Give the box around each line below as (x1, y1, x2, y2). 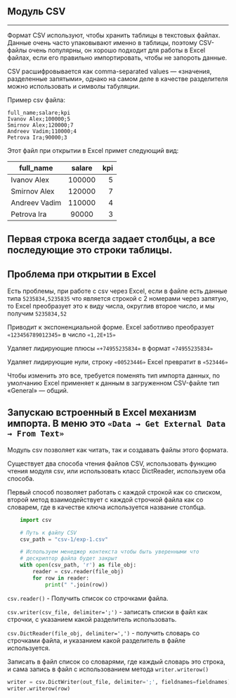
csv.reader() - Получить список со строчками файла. (7, 594, 169, 602)
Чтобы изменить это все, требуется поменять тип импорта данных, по (7, 371, 220, 380)
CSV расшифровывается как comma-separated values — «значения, (7, 67, 212, 75)
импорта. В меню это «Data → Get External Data (7, 418, 226, 430)
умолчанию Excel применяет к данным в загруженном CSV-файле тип (7, 379, 220, 387)
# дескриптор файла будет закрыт (20, 555, 118, 562)
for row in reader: (32, 574, 90, 582)
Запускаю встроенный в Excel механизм (7, 406, 197, 418)
